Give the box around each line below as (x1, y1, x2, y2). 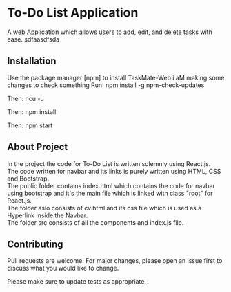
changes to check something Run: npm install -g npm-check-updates (7, 81, 205, 89)
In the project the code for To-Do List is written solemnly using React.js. (7, 159, 211, 167)
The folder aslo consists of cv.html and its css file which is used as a (7, 203, 202, 212)
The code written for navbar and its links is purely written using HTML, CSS (7, 167, 221, 175)
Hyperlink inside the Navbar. (7, 211, 88, 219)
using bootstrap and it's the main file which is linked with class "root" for (7, 189, 213, 197)
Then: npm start (7, 121, 53, 129)
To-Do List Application (7, 5, 139, 21)
